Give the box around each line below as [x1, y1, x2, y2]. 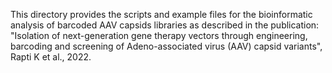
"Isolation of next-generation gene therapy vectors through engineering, [10, 30, 308, 41]
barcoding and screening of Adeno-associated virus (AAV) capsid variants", [10, 40, 323, 52]
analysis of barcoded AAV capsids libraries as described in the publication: [10, 19, 320, 31]
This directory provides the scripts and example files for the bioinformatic [10, 9, 313, 20]
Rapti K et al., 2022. [10, 51, 92, 63]
